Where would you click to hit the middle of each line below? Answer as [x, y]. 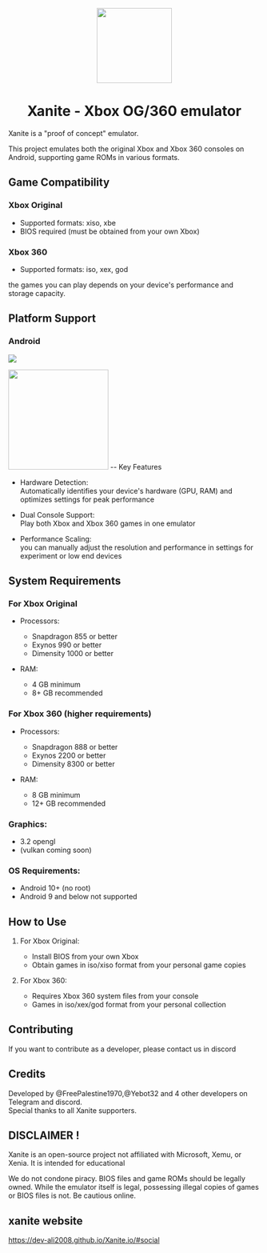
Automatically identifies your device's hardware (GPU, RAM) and [126, 490]
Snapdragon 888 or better [75, 747]
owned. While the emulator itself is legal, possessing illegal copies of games [134, 1187]
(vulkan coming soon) [56, 850]
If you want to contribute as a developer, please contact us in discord [122, 1049]
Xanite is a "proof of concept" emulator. [74, 133]
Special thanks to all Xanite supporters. [73, 1110]
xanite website [46, 1221]
